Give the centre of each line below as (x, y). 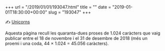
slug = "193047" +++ (70, 12)
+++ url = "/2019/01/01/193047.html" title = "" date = (58, 7)
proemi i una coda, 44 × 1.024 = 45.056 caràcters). (57, 43)
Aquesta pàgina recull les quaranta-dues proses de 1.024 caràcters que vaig (83, 33)
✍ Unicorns (18, 22)
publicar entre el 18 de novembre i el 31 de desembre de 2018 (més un (76, 38)
